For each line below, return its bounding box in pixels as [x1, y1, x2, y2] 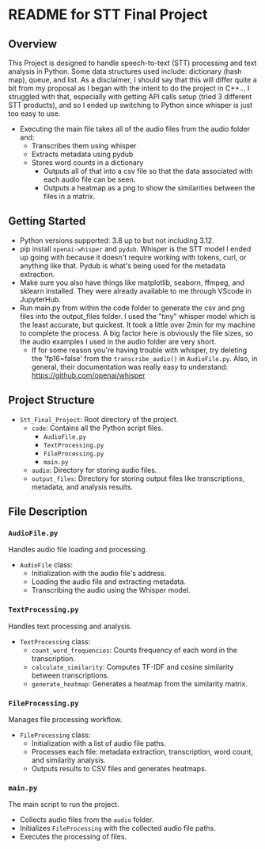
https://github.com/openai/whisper [31, 371, 146, 380]
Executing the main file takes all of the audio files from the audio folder [19, 125, 251, 133]
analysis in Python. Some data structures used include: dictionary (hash [8, 67, 243, 76]
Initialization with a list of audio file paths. [31, 738, 166, 747]
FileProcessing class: [19, 730, 91, 740]
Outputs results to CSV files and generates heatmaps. [31, 763, 207, 773]
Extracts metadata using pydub [31, 149, 134, 159]
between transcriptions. [31, 670, 109, 680]
